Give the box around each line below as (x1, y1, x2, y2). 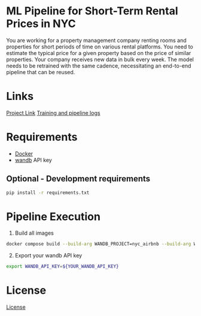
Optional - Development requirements (6, 174, 151, 184)
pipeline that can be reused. (6, 68, 75, 75)
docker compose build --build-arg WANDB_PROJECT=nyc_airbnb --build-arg (6, 241, 191, 247)
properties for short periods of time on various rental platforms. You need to (6, 43, 193, 50)
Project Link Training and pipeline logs (6, 109, 100, 116)
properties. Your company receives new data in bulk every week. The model (6, 56, 194, 63)
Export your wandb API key (14, 252, 83, 259)
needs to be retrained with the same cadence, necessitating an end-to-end (6, 62, 191, 69)
